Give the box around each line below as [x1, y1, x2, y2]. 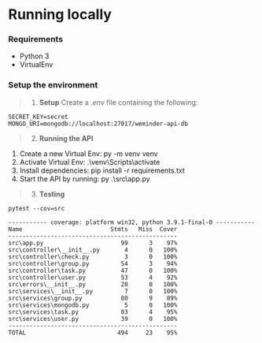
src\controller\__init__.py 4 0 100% [8, 246, 178, 254]
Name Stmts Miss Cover [8, 225, 178, 233]
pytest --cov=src [8, 204, 65, 212]
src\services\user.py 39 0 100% [8, 315, 178, 322]
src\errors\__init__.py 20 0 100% [8, 280, 178, 289]
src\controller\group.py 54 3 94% [8, 259, 178, 267]
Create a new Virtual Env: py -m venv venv [19, 148, 159, 158]
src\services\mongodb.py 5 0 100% [8, 301, 178, 309]
